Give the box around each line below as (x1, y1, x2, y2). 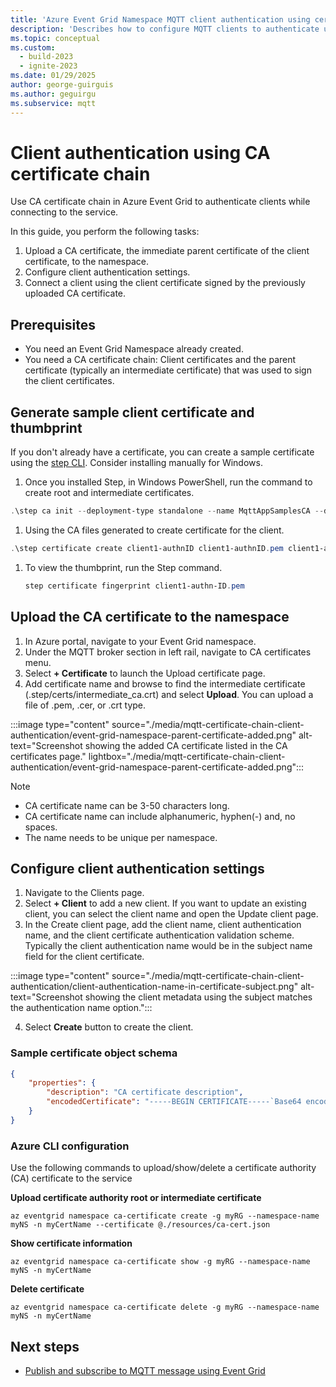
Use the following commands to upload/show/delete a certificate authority (10, 1162, 317, 1174)
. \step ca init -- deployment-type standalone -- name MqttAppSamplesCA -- (10, 506, 325, 516)
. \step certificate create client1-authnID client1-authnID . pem (10, 543, 284, 553)
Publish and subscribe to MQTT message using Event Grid (24, 1364, 266, 1376)
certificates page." (10, 750, 87, 762)
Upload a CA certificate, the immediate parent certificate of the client (24, 245, 310, 257)
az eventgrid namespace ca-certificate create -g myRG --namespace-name (10, 1211, 320, 1221)
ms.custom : (10, 42, 56, 53)
